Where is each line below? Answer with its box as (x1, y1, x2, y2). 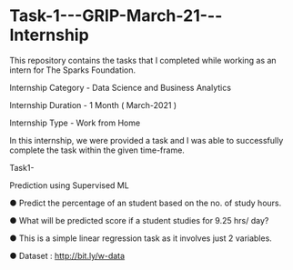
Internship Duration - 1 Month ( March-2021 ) (9, 99, 177, 110)
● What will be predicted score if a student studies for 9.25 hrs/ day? (9, 215, 269, 225)
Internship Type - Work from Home (9, 117, 141, 128)
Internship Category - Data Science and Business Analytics (9, 82, 232, 93)
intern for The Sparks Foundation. (9, 65, 136, 75)
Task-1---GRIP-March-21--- (9, 5, 223, 26)
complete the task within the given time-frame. (9, 145, 185, 155)
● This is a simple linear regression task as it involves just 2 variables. (9, 233, 273, 244)
